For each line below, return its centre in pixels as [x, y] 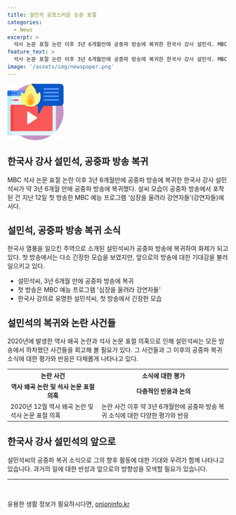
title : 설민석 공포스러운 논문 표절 [52, 15]
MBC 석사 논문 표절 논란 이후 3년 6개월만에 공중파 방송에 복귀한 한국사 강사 [111, 180]
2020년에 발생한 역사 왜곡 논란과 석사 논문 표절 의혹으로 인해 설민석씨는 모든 [112, 341]
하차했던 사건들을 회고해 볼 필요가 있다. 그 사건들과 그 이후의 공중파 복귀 [124, 350]
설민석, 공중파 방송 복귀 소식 [64, 230]
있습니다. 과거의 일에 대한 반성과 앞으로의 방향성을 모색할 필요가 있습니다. [107, 469]
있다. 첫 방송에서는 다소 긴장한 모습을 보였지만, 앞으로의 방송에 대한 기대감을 [111, 257]
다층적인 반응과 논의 [163, 391]
